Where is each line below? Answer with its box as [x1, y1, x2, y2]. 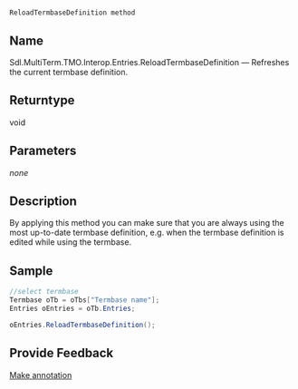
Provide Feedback [9, 345, 114, 361]
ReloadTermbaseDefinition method [9, 8, 136, 17]
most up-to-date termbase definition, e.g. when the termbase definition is [9, 227, 284, 238]
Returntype [9, 92, 75, 108]
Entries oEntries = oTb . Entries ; [9, 304, 136, 313]
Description [9, 194, 77, 209]
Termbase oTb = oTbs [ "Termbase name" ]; [9, 296, 160, 305]
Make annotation [9, 369, 72, 380]
